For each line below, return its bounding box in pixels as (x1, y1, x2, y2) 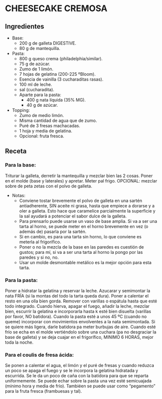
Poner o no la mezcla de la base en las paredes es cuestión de (19, 244, 144, 250)
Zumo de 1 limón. (19, 66, 54, 72)
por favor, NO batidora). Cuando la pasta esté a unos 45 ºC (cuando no (5, 314, 147, 319)
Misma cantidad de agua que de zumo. (19, 117, 97, 123)
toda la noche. (5, 339, 34, 345)
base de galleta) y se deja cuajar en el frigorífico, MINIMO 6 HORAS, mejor (5, 334, 154, 340)
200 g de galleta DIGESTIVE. (19, 40, 76, 46)
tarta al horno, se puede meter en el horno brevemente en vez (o (19, 223, 148, 229)
